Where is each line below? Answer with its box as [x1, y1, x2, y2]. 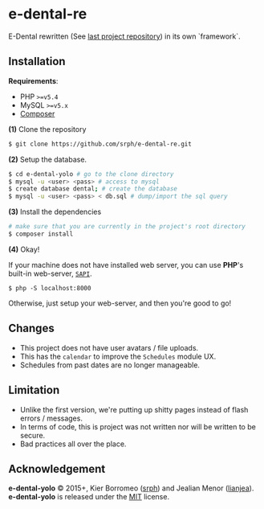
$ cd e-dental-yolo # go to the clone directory [8, 170, 174, 178]
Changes [8, 322, 55, 335]
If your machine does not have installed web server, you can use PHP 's [8, 260, 244, 269]
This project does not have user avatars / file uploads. [19, 343, 199, 352]
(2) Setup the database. [8, 154, 87, 164]
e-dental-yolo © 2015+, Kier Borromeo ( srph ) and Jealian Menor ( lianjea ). [8, 483, 254, 493]
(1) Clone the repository [8, 124, 87, 133]
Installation [8, 55, 66, 68]
